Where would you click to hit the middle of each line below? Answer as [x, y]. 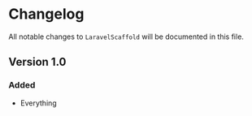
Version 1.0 [37, 62]
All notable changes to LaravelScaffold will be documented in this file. [126, 37]
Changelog [46, 14]
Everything [38, 103]
